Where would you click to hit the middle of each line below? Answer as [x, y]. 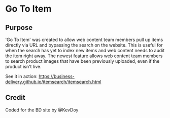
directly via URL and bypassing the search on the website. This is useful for [84, 45]
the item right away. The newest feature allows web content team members [84, 56]
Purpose [19, 28]
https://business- [57, 76]
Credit [15, 97]
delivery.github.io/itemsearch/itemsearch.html [53, 82]
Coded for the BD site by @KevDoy [42, 110]
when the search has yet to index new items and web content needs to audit [85, 50]
